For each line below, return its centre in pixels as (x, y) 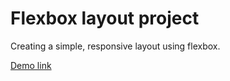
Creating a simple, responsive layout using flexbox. (115, 46)
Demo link (31, 65)
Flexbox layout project (105, 18)
